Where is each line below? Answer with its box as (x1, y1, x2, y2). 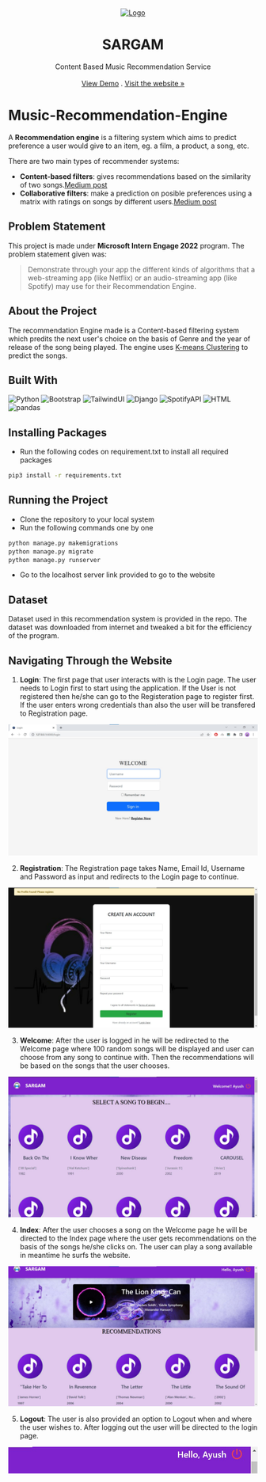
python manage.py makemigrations (8, 539, 119, 547)
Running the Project (8, 493, 108, 507)
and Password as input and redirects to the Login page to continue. (19, 872, 239, 881)
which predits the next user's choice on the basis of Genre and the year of (8, 333, 251, 344)
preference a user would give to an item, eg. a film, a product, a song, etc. (8, 141, 249, 150)
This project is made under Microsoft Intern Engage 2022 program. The (8, 241, 245, 250)
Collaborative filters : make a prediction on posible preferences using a (19, 188, 253, 198)
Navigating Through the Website (8, 654, 173, 667)
